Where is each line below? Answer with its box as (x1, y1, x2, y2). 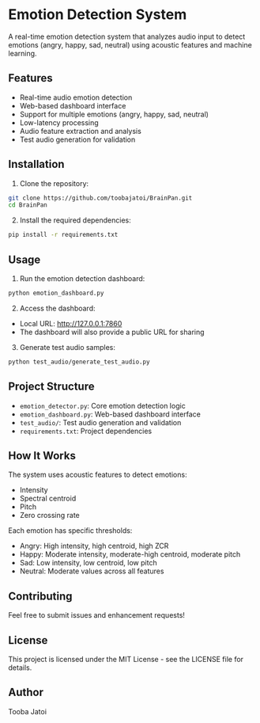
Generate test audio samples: (19, 342, 116, 352)
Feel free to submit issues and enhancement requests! (8, 611, 186, 620)
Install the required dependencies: (19, 215, 132, 225)
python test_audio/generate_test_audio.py (8, 358, 150, 366)
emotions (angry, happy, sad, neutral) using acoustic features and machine (8, 40, 253, 49)
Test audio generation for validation (19, 135, 136, 144)
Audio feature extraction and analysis (19, 126, 142, 135)
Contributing (8, 589, 73, 603)
